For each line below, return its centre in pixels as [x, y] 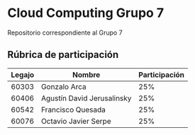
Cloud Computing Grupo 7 [86, 13]
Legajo [23, 74]
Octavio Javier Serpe [76, 121]
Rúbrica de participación [63, 55]
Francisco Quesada [74, 110]
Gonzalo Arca [64, 86]
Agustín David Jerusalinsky [87, 98]
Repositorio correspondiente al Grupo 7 [65, 33]
